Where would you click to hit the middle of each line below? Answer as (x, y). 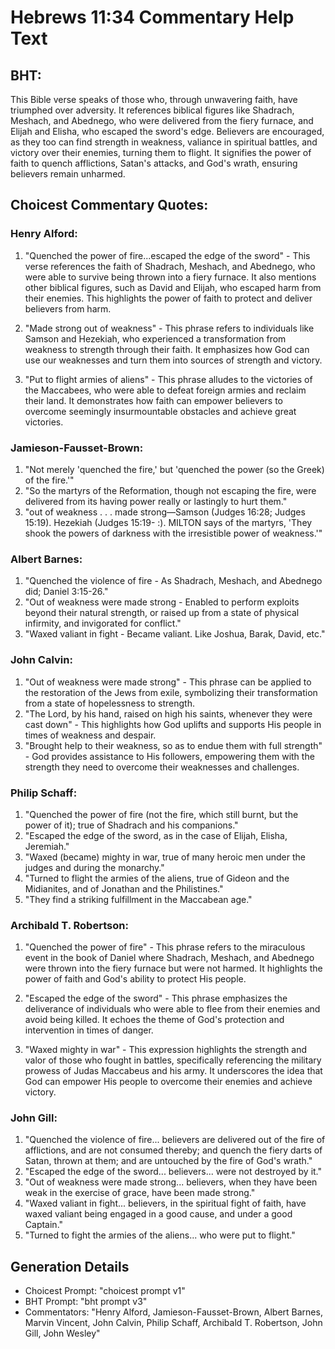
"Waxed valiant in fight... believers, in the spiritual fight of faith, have (165, 1203)
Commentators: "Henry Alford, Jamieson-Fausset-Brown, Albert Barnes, (173, 1312)
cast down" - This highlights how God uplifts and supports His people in (173, 724)
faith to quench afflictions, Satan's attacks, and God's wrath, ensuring (154, 163)
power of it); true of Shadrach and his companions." (131, 825)
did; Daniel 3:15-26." (66, 592)
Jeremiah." (47, 846)
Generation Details (70, 1266)
